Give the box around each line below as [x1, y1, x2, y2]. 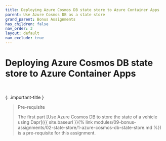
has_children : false [5, 21, 49, 27]
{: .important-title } [5, 94, 44, 100]
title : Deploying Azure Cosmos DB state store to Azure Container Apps [5, 7, 159, 13]
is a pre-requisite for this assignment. [17, 129, 96, 136]
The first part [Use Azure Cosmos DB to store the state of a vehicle [17, 114, 158, 120]
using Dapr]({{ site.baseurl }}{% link [17, 119, 93, 125]
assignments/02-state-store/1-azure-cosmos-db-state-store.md [17, 124, 153, 130]
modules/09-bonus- [94, 119, 137, 125]
